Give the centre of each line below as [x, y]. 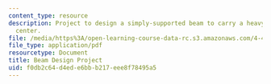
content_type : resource [48, 16]
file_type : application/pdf [56, 46]
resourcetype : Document [48, 53]
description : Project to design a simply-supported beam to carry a [126, 23]
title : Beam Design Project [56, 61]
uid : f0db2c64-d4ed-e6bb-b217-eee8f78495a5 [83, 68]
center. [29, 30]
